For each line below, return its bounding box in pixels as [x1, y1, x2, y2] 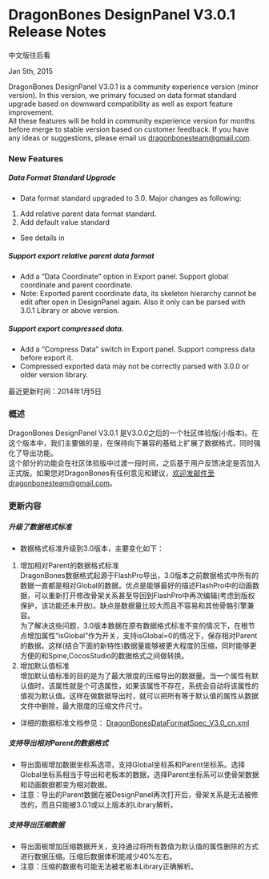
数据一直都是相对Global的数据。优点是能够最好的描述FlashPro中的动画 [19, 580, 253, 590]
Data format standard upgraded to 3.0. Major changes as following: [19, 193, 242, 202]
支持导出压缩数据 [8, 820, 65, 829]
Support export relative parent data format [8, 251, 155, 261]
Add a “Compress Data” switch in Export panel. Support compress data [19, 344, 255, 354]
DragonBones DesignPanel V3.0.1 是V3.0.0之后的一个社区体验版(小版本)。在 [8, 428, 259, 438]
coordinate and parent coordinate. [19, 279, 134, 290]
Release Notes [8, 22, 106, 41]
